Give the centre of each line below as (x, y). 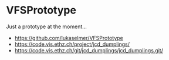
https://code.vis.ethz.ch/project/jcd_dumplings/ (72, 44)
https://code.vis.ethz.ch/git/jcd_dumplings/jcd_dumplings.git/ (89, 50)
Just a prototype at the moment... (46, 26)
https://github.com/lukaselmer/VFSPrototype (69, 38)
